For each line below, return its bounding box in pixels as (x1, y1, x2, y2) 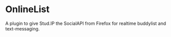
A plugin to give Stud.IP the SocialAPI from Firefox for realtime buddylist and (5, 20, 166, 26)
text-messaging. (5, 25, 40, 31)
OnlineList (5, 4, 50, 15)
